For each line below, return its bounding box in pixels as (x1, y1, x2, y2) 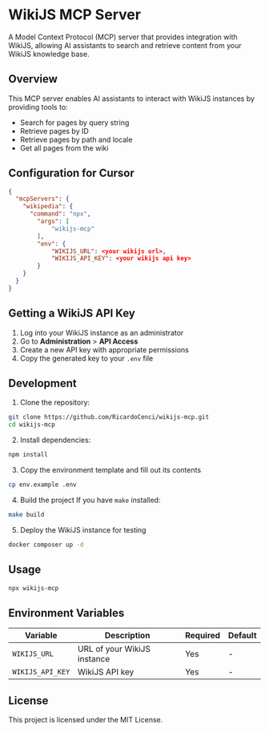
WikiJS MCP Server (8, 6, 142, 24)
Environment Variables (8, 606, 125, 620)
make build (8, 510, 45, 518)
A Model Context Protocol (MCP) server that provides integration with (8, 32, 238, 42)
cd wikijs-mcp (8, 420, 56, 429)
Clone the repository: (19, 398, 90, 408)
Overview (8, 72, 58, 86)
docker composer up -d (8, 541, 84, 549)
